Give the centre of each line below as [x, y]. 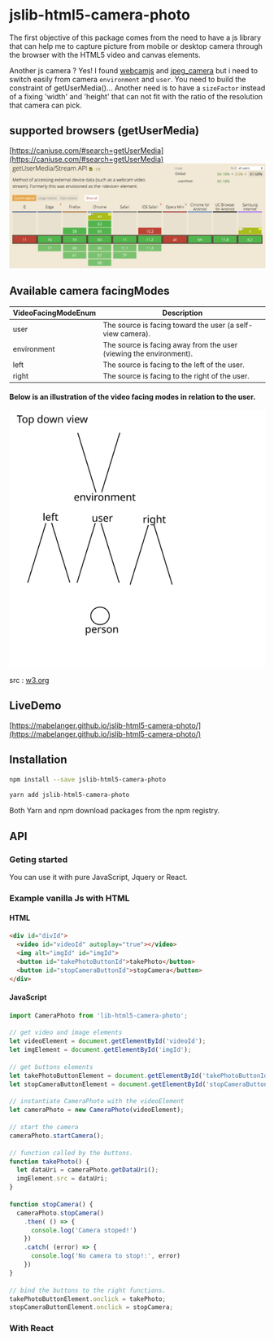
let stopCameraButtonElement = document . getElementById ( [108, 1084]
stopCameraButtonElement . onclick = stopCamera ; [91, 1307]
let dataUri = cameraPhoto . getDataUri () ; [88, 1170]
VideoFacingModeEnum [54, 313]
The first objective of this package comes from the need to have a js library [135, 37]
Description [183, 313]
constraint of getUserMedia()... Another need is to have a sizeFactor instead [137, 88]
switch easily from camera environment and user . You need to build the [128, 79]
